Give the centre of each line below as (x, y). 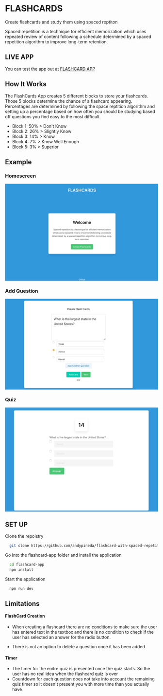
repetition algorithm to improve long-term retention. (57, 41)
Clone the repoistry (24, 536)
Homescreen (21, 176)
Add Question (22, 291)
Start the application (25, 579)
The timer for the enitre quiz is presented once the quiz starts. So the (81, 669)
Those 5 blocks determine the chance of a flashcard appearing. (69, 101)
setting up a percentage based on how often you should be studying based (80, 111)
